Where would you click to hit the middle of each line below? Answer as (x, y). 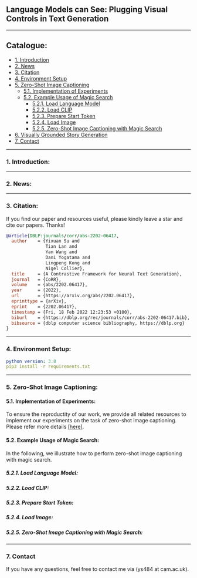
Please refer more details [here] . (45, 427)
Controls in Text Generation (57, 19)
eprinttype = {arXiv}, (39, 301)
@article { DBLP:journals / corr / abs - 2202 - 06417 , (62, 236)
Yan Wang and (61, 252)
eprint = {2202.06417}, (44, 307)
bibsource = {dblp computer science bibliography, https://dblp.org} (98, 323)
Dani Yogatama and (68, 258)
